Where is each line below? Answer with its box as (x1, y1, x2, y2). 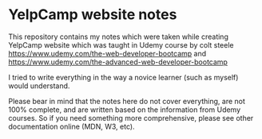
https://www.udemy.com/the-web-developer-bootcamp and (8, 48, 206, 58)
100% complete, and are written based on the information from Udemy (8, 105, 241, 114)
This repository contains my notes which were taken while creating (8, 32, 229, 41)
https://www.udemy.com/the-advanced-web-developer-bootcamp (8, 57, 228, 67)
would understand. (8, 81, 70, 91)
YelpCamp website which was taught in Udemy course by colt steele (8, 40, 234, 49)
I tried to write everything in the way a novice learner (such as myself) (8, 72, 239, 82)
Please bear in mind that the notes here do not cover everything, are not (8, 96, 246, 106)
